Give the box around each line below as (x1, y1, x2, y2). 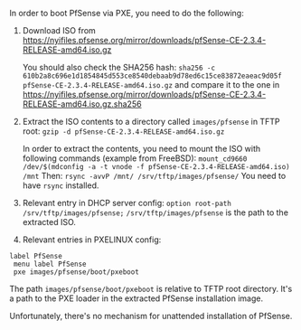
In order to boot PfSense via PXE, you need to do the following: (9, 8, 244, 18)
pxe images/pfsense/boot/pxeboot (13, 268, 140, 277)
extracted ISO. (22, 217, 77, 227)
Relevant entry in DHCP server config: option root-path (22, 198, 232, 208)
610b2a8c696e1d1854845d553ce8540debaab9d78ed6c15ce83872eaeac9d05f (22, 71, 282, 80)
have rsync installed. (22, 180, 99, 191)
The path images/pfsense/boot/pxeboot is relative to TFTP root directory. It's (9, 284, 293, 294)
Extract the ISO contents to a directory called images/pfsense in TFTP (22, 117, 280, 127)
